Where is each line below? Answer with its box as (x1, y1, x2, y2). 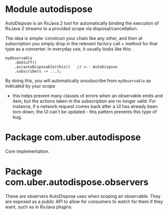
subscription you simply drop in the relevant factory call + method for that (5, 40, 158, 46)
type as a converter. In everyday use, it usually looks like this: (5, 46, 132, 52)
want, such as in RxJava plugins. (5, 203, 73, 209)
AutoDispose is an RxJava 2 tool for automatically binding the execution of (5, 20, 159, 26)
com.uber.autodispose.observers (5, 177, 149, 188)
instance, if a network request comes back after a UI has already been (12, 103, 158, 109)
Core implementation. (5, 148, 50, 154)
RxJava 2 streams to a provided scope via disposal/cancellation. (5, 25, 138, 31)
